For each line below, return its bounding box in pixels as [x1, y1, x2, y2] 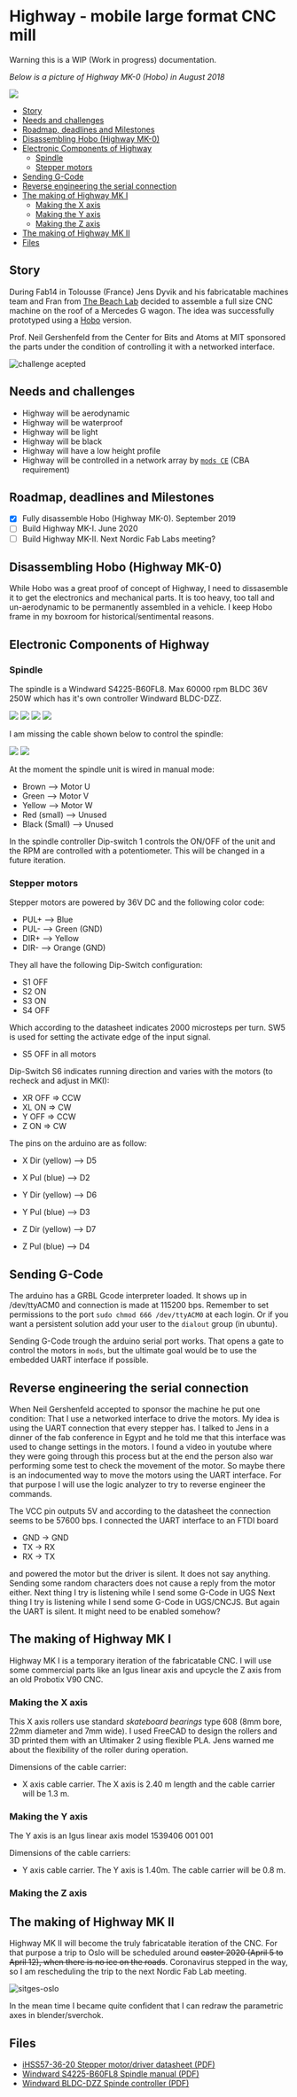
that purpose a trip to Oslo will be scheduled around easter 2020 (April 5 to [9, 1947, 284, 1958]
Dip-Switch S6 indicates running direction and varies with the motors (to [9, 1066, 273, 1077]
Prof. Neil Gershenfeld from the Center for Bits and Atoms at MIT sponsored [9, 331, 286, 342]
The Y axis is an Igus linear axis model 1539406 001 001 [9, 1830, 214, 1841]
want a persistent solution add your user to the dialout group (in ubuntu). [9, 1319, 277, 1329]
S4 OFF [21, 1005, 51, 1016]
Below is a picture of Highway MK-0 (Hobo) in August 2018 [9, 71, 225, 82]
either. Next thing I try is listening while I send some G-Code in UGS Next [9, 1586, 276, 1597]
